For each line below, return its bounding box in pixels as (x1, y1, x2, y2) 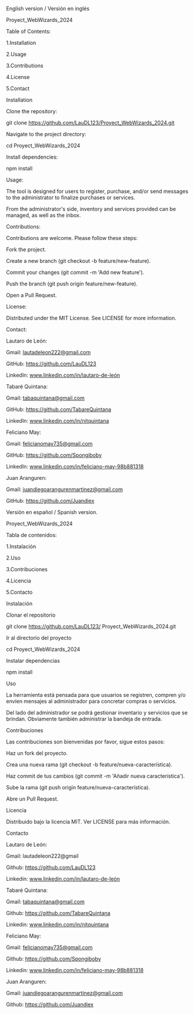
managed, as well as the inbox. (6, 212, 81, 219)
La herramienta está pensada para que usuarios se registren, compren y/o (6, 692, 186, 698)
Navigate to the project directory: (6, 131, 86, 137)
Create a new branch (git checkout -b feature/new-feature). (6, 258, 151, 264)
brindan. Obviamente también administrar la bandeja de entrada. (6, 716, 163, 722)
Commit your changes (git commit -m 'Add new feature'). (6, 269, 145, 276)
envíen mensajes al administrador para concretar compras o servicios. (6, 698, 177, 704)
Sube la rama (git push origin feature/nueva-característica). (6, 784, 150, 791)
